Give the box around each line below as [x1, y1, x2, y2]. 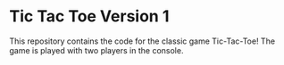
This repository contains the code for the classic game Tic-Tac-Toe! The [9, 36, 275, 46]
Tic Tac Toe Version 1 [9, 6, 170, 27]
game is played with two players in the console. [9, 45, 184, 55]
